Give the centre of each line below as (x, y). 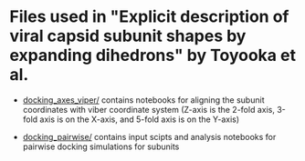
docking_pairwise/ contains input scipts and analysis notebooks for (149, 136)
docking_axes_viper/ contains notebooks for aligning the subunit (143, 100)
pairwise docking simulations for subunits (101, 146)
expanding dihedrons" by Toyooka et (153, 55)
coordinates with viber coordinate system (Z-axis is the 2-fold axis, (149, 109)
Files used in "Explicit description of (149, 17)
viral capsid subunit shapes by (128, 36)
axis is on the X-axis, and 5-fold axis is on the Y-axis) (140, 119)
